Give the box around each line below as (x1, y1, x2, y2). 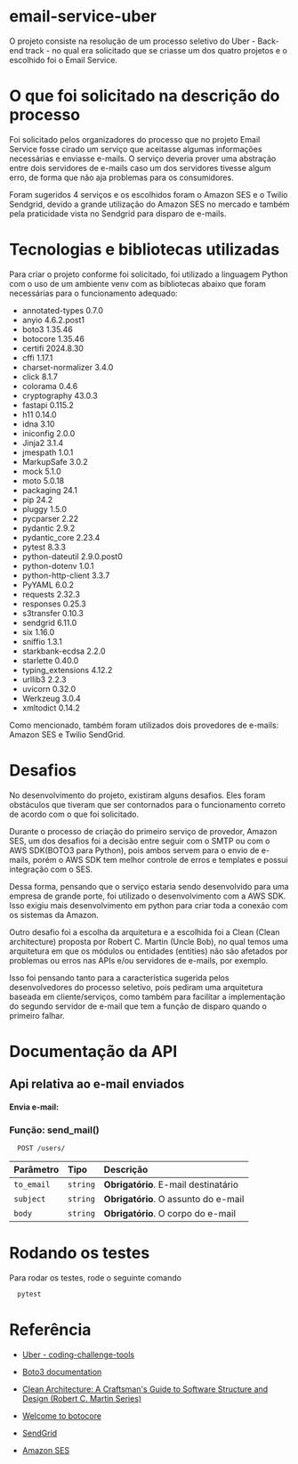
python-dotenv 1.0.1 (21, 560, 94, 571)
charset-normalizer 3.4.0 (21, 362, 114, 372)
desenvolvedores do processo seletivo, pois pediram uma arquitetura (9, 981, 264, 992)
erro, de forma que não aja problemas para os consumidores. (9, 172, 234, 183)
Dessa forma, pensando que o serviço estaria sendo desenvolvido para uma (9, 881, 289, 891)
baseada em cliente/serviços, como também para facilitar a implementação (9, 991, 286, 1002)
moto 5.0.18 (21, 475, 65, 486)
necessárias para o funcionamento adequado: (9, 288, 178, 298)
